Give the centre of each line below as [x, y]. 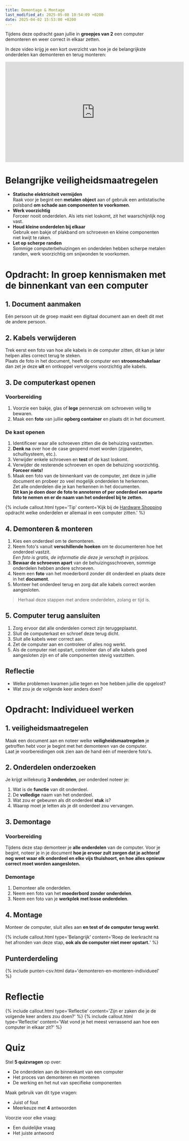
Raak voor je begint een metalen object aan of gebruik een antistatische [89, 200]
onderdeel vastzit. [32, 552]
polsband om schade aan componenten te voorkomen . [71, 205]
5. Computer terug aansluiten [53, 616]
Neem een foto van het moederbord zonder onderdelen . [72, 894]
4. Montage [24, 915]
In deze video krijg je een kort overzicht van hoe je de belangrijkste [76, 49]
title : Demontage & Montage [35, 10]
